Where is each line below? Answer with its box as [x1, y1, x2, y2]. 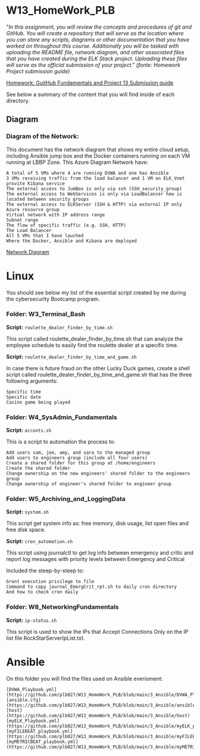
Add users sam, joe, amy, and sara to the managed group [6, 450, 151, 456]
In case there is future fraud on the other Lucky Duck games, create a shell [6, 364, 190, 371]
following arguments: [6, 377, 58, 385]
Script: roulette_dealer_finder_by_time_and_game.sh [6, 353, 137, 360]
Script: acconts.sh [6, 427, 52, 434]
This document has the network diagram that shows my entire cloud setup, [6, 145, 190, 153]
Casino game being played [6, 399, 70, 405]
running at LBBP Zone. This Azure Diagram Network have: [6, 159, 149, 166]
